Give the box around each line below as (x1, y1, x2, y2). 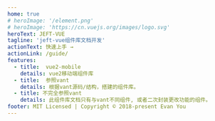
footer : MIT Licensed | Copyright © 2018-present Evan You (7, 103, 187, 110)
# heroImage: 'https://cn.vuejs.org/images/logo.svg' (7, 23, 171, 31)
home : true (7, 10, 40, 18)
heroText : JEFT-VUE (7, 30, 65, 38)
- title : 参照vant (14, 76, 70, 84)
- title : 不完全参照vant (14, 90, 82, 97)
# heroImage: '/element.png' (7, 17, 94, 24)
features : (7, 57, 37, 64)
